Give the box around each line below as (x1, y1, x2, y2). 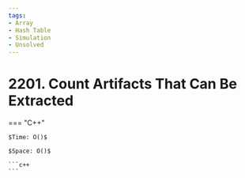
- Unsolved (8, 41, 44, 49)
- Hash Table (8, 26, 51, 34)
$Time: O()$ (8, 134, 47, 142)
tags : (8, 11, 26, 20)
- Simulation (8, 33, 51, 42)
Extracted (8, 92, 73, 110)
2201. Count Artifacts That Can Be (8, 75, 237, 93)
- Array (8, 19, 34, 27)
